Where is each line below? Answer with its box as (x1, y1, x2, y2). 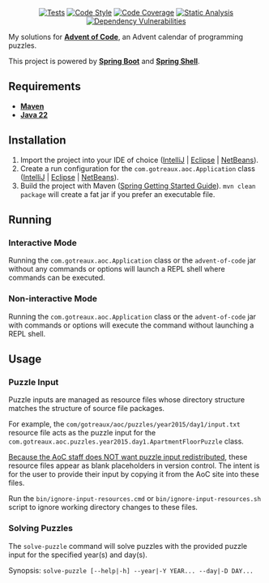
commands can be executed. (8, 272, 105, 283)
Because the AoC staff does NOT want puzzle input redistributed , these (8, 452, 248, 462)
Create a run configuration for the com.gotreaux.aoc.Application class (19, 163, 255, 174)
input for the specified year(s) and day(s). (8, 550, 148, 559)
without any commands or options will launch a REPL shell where (8, 264, 225, 274)
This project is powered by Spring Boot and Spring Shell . (8, 57, 200, 66)
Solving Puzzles (8, 523, 73, 534)
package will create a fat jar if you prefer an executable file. (19, 189, 216, 199)
